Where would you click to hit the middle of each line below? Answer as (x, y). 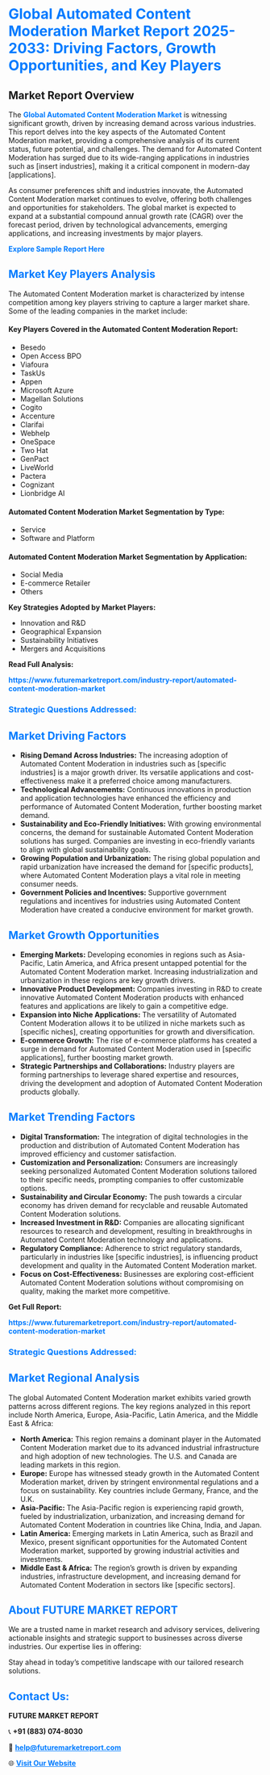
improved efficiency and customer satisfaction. (98, 1154)
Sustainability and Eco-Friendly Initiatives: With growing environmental (141, 824)
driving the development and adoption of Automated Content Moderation (141, 1083)
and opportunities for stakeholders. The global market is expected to (122, 208)
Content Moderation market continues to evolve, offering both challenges (130, 199)
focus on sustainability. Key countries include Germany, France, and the (139, 1490)
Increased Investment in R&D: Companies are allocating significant (132, 1222)
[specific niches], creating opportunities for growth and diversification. (137, 1031)
